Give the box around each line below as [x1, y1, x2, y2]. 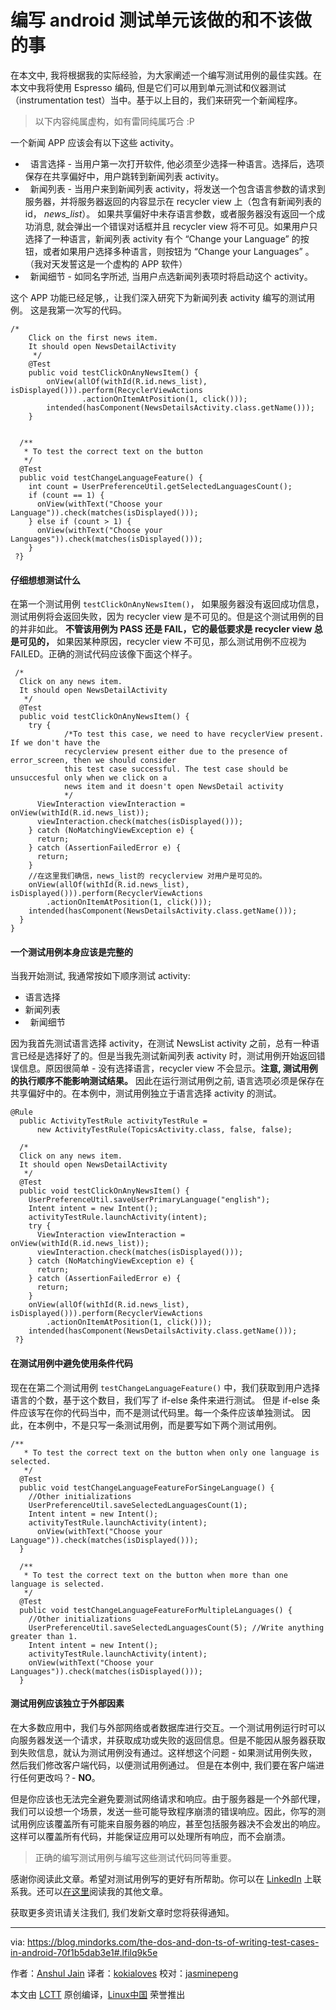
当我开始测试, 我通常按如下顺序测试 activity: [10, 970, 191, 982]
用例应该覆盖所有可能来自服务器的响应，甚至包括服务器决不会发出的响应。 [18, 1817, 326, 1830]
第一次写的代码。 [56, 304, 127, 316]
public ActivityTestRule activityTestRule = [19, 1116, 208, 1126]
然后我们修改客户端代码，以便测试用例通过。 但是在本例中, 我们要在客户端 [10, 1759, 316, 1771]
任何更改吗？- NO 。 [18, 1771, 101, 1783]
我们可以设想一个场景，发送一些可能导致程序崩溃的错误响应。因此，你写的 [10, 1805, 317, 1817]
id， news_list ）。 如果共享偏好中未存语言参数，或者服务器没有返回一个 [24, 207, 317, 220]
